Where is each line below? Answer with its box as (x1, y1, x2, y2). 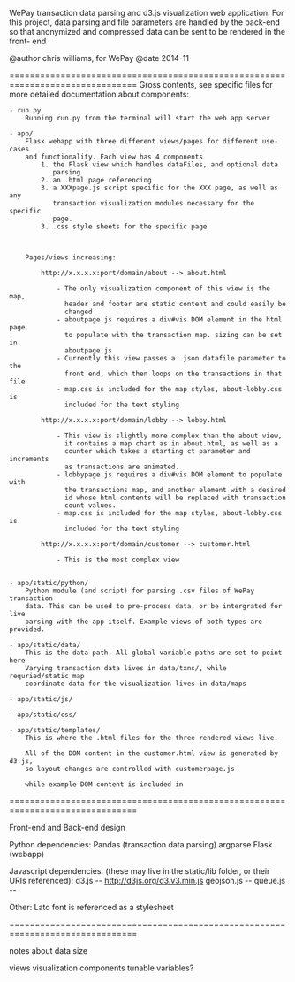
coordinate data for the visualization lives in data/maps (25, 679, 247, 688)
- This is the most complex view (56, 555, 179, 564)
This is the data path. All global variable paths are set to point (25, 648, 283, 657)
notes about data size (9, 946, 88, 955)
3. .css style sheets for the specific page (41, 222, 208, 231)
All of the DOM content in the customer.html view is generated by (25, 749, 278, 758)
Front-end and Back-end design (9, 823, 125, 832)
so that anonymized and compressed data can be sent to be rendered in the (9, 27, 285, 36)
